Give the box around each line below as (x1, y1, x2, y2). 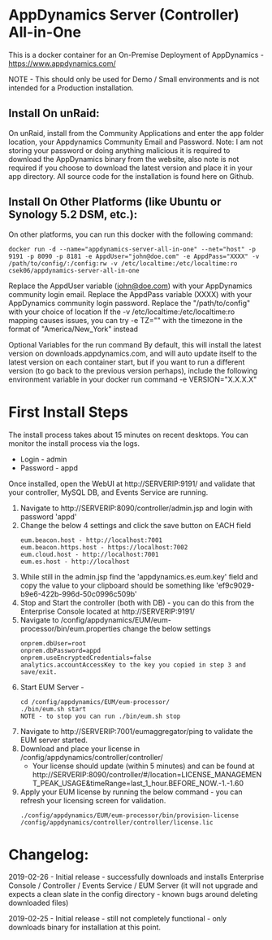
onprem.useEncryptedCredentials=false (19, 654, 152, 662)
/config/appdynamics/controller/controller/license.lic (19, 818, 214, 827)
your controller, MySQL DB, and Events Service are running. (8, 487, 209, 497)
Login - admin (19, 454, 67, 464)
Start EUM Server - (19, 682, 84, 692)
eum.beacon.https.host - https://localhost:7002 (19, 543, 188, 551)
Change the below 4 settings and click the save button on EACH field (19, 520, 252, 530)
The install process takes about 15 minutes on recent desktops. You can (8, 430, 249, 439)
